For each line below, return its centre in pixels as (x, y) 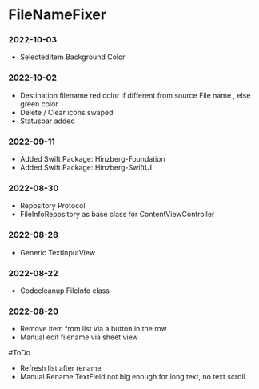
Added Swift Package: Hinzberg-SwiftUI (86, 168)
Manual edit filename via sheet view (79, 337)
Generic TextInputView (58, 252)
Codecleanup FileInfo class (65, 291)
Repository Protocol (52, 206)
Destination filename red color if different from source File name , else (135, 95)
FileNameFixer (57, 15)
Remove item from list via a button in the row (94, 329)
